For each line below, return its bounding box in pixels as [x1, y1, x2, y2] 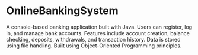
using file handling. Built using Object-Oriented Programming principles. [6, 42, 182, 49]
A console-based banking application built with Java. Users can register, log [6, 23, 193, 30]
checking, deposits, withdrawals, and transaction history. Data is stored [6, 36, 181, 43]
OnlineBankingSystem [6, 4, 119, 18]
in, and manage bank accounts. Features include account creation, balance [6, 29, 190, 36]
